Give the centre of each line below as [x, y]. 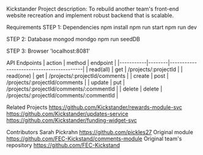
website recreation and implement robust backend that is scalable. [90, 15]
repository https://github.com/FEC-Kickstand [63, 145]
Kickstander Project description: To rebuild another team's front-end [93, 9]
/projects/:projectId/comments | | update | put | [66, 82]
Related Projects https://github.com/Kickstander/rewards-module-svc [94, 107]
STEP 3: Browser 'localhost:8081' [48, 51]
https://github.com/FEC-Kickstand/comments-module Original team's [94, 138]
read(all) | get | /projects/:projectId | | [136, 69]
